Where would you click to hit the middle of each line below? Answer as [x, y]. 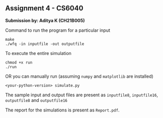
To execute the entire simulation [38, 53]
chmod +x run [19, 63]
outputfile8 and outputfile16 [36, 100]
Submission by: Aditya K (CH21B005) [45, 20]
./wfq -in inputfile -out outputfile [45, 44]
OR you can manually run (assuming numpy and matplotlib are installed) [79, 76]
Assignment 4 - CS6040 [44, 8]
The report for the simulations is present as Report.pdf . [62, 110]
